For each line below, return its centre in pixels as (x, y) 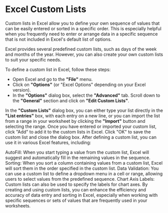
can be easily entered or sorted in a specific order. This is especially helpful (83, 28)
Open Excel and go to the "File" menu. (52, 79)
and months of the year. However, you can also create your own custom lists (84, 54)
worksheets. (18, 205)
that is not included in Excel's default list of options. (58, 39)
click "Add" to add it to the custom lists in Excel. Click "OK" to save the (78, 131)
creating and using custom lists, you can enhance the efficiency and (76, 189)
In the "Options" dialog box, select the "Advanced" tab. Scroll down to (86, 95)
